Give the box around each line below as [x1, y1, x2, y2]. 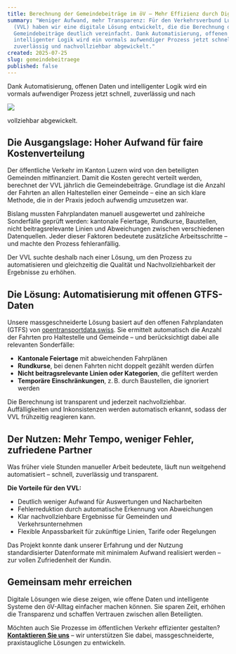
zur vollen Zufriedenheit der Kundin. [7, 556, 112, 565]
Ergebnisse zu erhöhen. [7, 268, 77, 276]
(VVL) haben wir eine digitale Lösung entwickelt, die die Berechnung [13, 23, 225, 30]
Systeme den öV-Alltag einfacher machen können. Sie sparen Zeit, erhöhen [7, 602, 225, 610]
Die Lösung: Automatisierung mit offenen [7, 288, 192, 300]
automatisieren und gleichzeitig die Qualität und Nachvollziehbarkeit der [7, 261, 216, 269]
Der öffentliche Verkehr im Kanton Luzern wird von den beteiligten [7, 166, 199, 174]
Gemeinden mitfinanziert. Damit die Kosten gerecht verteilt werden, [7, 174, 202, 182]
